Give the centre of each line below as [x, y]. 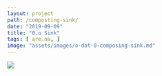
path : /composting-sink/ [43, 20]
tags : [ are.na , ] [33, 39]
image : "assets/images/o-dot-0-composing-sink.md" [81, 46]
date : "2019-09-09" [35, 26]
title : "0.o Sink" [33, 33]
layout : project [30, 13]
